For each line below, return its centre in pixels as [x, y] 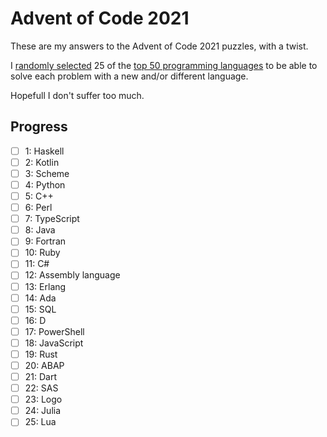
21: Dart [41, 376]
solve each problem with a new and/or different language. [129, 76]
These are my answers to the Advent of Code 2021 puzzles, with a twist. [159, 46]
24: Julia [43, 411]
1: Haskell [44, 151]
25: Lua [40, 422]
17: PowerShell [54, 331]
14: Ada [40, 298]
